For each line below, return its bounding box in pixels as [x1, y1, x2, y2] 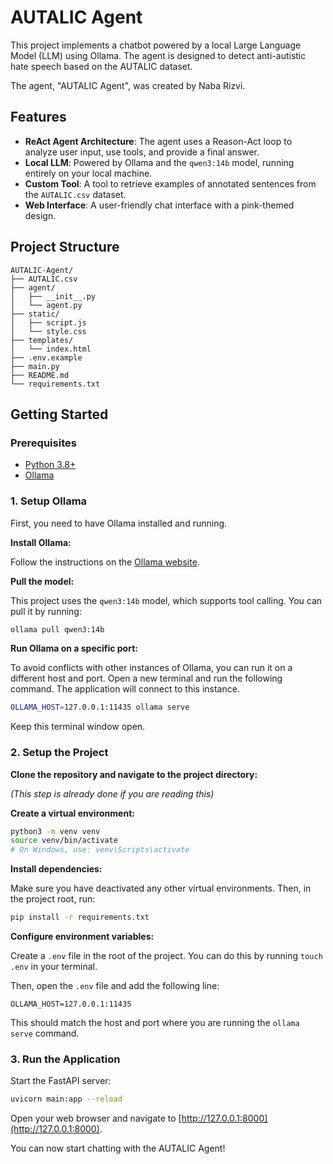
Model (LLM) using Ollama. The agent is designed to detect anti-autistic [10, 49, 307, 61]
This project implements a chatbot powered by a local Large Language [10, 39, 302, 51]
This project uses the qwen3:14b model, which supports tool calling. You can [10, 594, 323, 606]
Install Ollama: [10, 536, 72, 548]
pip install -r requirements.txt [10, 912, 150, 923]
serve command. [10, 1027, 80, 1040]
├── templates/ [10, 335, 74, 345]
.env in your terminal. [10, 961, 98, 973]
